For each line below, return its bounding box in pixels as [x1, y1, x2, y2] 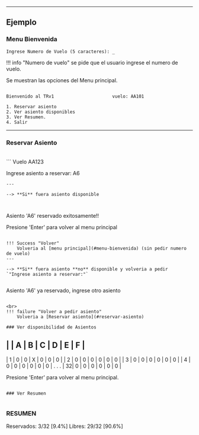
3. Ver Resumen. [6, 114, 46, 120]
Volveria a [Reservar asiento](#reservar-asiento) [17, 314, 145, 320]
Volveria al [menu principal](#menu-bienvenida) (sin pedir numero [17, 245, 187, 252]
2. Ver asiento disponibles [6, 109, 76, 115]
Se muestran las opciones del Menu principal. [6, 76, 118, 83]
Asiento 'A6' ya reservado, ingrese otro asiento [6, 286, 121, 294]
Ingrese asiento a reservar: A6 [6, 169, 80, 176]
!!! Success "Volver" [6, 240, 60, 246]
